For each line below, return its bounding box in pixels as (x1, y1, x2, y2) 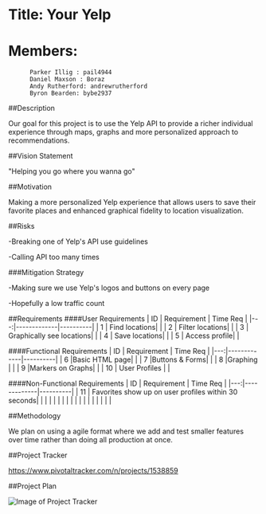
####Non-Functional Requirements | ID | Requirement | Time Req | (8, 379, 227, 388)
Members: (8, 42, 78, 61)
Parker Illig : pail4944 (29, 69, 112, 77)
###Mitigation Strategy (8, 268, 84, 277)
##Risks (8, 222, 35, 231)
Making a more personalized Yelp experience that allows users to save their (8, 198, 256, 207)
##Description (8, 104, 56, 113)
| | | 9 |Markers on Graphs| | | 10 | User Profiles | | (8, 363, 170, 373)
